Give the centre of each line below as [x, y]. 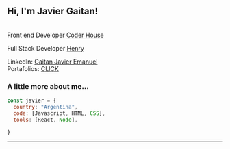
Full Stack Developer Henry [46, 48]
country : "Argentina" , [46, 107]
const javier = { [32, 101]
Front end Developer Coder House [55, 35]
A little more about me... [48, 86]
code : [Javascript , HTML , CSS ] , [60, 113]
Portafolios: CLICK [33, 68]
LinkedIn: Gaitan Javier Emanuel [52, 62]
